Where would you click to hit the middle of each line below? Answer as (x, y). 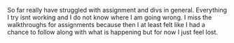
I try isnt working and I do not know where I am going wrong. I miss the (110, 17)
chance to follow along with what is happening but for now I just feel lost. (113, 32)
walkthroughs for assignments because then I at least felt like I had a (106, 25)
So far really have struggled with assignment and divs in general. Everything (117, 10)
